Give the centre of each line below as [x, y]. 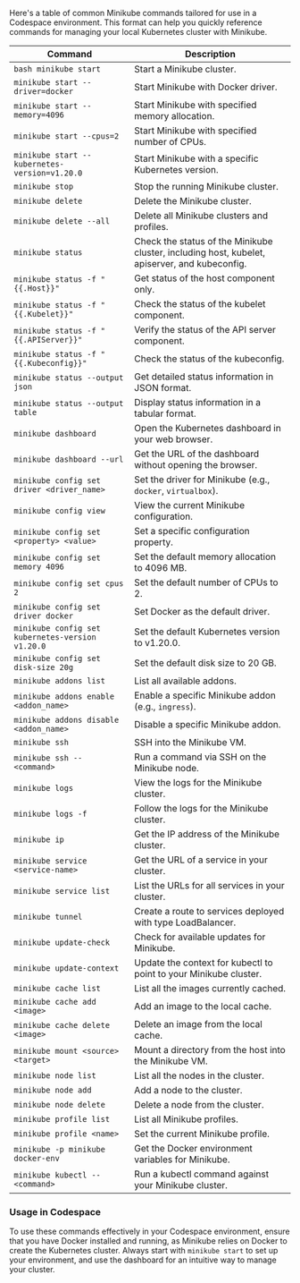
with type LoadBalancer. [185, 922]
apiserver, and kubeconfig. [190, 263]
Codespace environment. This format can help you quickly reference [136, 22]
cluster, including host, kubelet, [200, 252]
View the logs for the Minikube [198, 782]
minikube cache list [57, 988]
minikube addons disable [67, 720]
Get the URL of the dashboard [196, 454]
